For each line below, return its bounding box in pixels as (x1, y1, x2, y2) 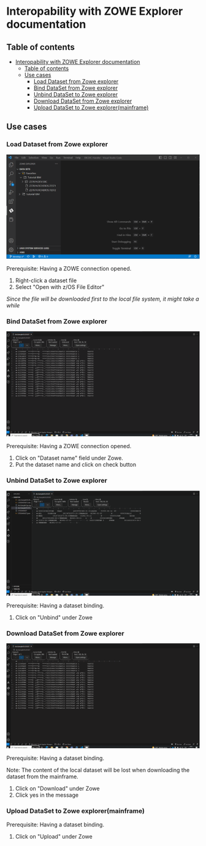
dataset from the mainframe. (6, 773, 78, 780)
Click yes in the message (15, 791, 78, 799)
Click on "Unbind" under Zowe (15, 614, 93, 621)
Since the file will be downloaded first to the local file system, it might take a (6, 295, 199, 302)
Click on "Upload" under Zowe (15, 832, 93, 840)
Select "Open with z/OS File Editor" (15, 283, 105, 290)
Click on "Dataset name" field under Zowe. (15, 454, 124, 462)
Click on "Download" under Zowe (15, 785, 100, 793)
